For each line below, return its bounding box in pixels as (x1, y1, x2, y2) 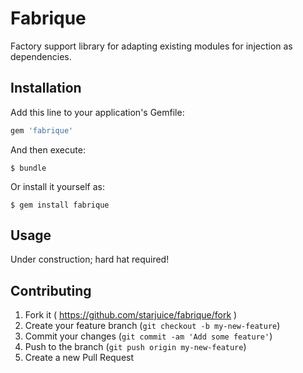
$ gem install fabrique (10, 200, 110, 210)
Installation (10, 80, 82, 97)
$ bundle (10, 163, 47, 173)
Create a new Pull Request (24, 352, 135, 364)
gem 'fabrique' (10, 125, 74, 136)
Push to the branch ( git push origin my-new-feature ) (24, 341, 247, 353)
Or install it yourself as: (10, 180, 105, 192)
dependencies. (10, 50, 72, 62)
